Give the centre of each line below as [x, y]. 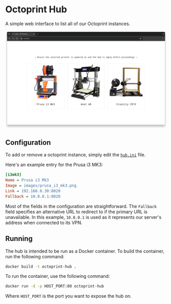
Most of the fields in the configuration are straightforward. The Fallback [81, 206]
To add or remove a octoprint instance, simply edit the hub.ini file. [76, 155]
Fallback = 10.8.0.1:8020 [33, 196]
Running [19, 239]
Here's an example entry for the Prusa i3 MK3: [54, 165]
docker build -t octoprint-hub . [41, 267]
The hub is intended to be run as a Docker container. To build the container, [85, 251]
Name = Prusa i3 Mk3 [27, 180]
